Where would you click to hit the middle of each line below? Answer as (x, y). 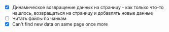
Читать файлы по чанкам (39, 19)
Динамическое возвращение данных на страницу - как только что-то (88, 7)
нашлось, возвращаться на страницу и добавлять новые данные (82, 13)
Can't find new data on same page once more (60, 24)
